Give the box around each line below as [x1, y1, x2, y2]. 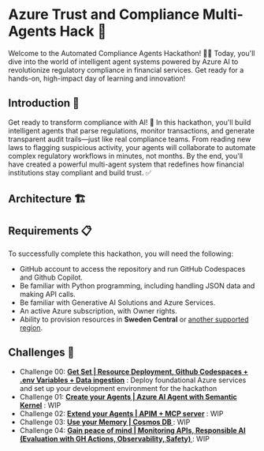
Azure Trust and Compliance [8, 6, 199, 24]
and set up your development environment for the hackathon [19, 383, 218, 393]
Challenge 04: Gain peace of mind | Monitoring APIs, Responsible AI [19, 425, 246, 435]
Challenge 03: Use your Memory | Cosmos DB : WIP [19, 417, 191, 427]
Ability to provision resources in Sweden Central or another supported [19, 314, 249, 324]
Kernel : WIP [19, 400, 61, 410]
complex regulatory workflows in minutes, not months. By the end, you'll [8, 151, 244, 160]
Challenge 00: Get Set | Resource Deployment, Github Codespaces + [19, 366, 248, 376]
